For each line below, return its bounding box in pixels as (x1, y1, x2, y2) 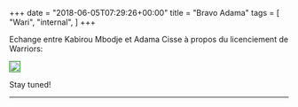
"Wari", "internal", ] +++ (9, 17, 96, 27)
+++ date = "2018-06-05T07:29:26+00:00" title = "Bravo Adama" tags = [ (9, 8, 280, 18)
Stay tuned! (9, 80, 51, 89)
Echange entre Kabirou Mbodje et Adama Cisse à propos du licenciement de (9, 34, 289, 44)
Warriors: (9, 43, 43, 54)
